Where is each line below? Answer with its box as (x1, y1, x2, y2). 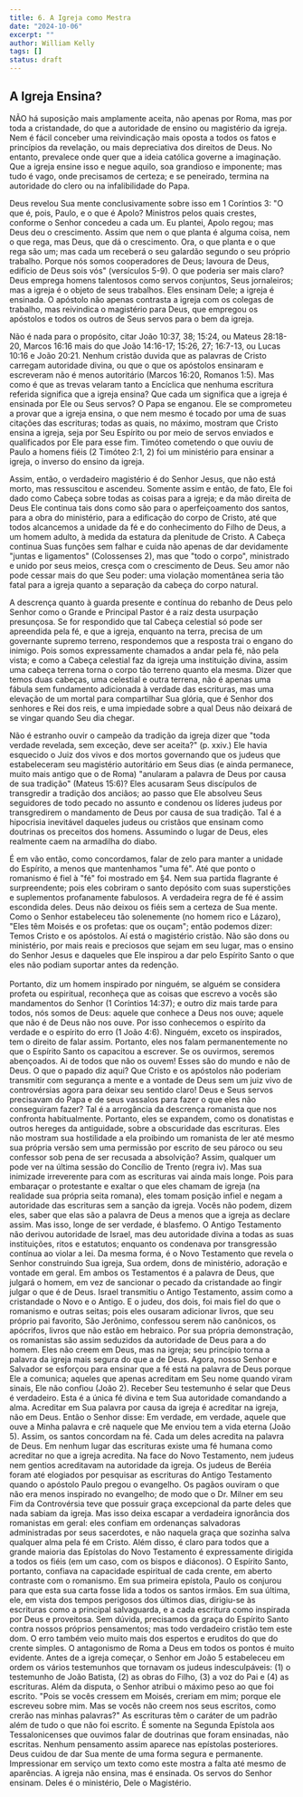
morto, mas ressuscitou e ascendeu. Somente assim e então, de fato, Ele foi (9, 483, 293, 494)
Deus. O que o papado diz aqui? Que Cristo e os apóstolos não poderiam (9, 1065, 282, 1076)
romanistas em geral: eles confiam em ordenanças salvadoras (9, 1517, 241, 1528)
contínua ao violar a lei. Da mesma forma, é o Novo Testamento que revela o (9, 1247, 294, 1259)
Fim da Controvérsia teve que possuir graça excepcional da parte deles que (9, 1498, 292, 1509)
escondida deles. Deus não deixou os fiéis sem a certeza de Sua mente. (9, 901, 278, 912)
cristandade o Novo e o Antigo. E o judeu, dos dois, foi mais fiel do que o (9, 1296, 281, 1307)
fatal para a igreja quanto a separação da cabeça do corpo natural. (9, 579, 259, 590)
